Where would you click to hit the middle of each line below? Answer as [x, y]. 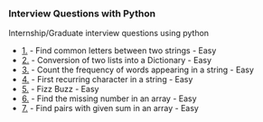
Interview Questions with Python [82, 14]
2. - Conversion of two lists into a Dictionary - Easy [116, 61]
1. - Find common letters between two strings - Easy [119, 51]
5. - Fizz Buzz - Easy [60, 89]
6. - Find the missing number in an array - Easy [109, 99]
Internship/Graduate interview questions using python [109, 33]
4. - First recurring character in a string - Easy [107, 80]
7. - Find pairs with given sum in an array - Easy [110, 108]
